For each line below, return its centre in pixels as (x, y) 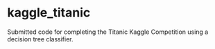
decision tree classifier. (40, 39)
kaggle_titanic (49, 13)
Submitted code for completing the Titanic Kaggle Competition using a (108, 32)
